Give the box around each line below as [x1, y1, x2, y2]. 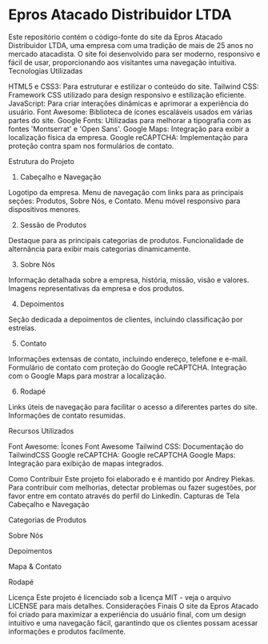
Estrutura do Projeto [8, 156, 74, 166]
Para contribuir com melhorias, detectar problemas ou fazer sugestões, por [8, 482, 257, 492]
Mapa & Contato [8, 562, 62, 571]
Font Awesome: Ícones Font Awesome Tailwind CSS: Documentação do [8, 442, 244, 451]
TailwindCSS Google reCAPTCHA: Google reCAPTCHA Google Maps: [8, 450, 236, 459]
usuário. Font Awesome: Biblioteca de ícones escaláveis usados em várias [8, 106, 254, 117]
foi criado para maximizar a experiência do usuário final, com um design [8, 610, 246, 619]
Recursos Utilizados [8, 426, 74, 435]
